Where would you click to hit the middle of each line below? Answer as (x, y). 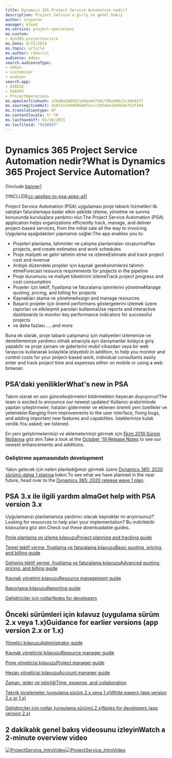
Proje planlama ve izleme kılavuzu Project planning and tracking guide (79, 538)
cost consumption (32, 282)
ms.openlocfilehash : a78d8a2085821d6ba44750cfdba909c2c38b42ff (74, 101)
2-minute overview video (46, 738)
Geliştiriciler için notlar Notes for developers (51, 598)
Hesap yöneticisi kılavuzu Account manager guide (58, 673)
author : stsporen (24, 20)
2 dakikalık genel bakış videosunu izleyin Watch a (85, 729)
